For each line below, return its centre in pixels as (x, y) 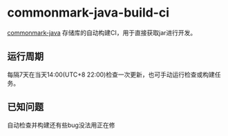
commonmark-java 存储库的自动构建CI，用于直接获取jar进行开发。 (102, 32)
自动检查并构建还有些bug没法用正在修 (61, 125)
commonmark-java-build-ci (88, 13)
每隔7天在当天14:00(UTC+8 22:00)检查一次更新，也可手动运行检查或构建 (111, 75)
